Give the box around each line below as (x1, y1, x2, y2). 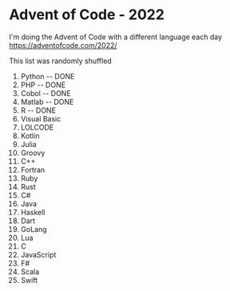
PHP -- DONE (20, 80, 66, 90)
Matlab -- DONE (20, 97, 74, 106)
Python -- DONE (20, 71, 75, 81)
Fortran (20, 165, 46, 174)
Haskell (20, 207, 46, 217)
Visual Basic (20, 114, 61, 123)
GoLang (20, 224, 47, 233)
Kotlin (20, 130, 40, 141)
